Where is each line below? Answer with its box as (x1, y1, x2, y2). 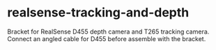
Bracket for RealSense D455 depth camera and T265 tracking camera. (7, 27, 210, 36)
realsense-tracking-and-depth (7, 5, 190, 21)
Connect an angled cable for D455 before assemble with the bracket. (7, 34, 206, 42)
